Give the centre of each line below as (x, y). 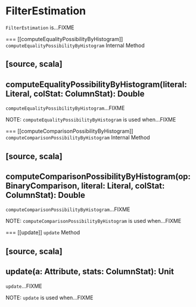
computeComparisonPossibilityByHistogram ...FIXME (68, 209)
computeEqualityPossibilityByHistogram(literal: (96, 84)
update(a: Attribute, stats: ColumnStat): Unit (90, 272)
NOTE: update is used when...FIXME (49, 297)
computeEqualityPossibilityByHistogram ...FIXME (65, 108)
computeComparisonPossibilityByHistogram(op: (98, 176)
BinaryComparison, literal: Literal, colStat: (85, 186)
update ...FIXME (24, 286)
